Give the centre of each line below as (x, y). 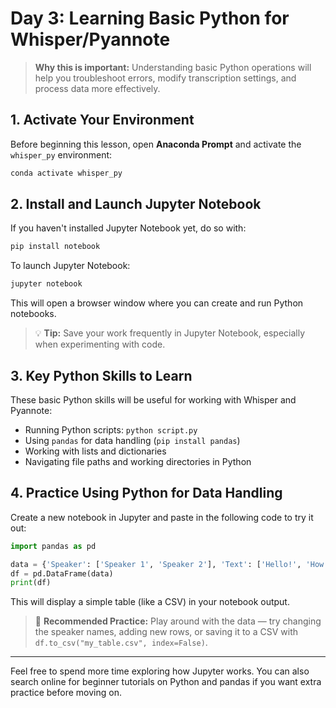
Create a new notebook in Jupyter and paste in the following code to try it (162, 517)
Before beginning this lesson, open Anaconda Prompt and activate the (156, 144)
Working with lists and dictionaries (95, 451)
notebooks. (33, 314)
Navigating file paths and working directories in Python (138, 461)
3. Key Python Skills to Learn (101, 375)
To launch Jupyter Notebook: (70, 266)
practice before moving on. (66, 693)
